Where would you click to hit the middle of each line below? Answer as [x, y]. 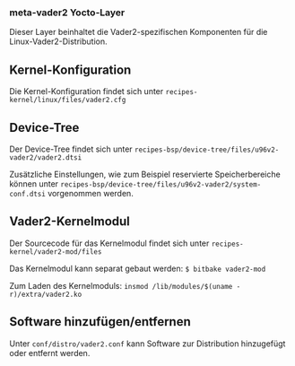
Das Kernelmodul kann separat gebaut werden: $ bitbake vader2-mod [138, 268]
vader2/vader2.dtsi [46, 157]
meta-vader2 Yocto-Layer [67, 13]
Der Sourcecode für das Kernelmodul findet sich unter [109, 243]
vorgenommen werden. [91, 193]
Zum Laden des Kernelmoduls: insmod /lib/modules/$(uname [121, 285]
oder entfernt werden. [50, 353]
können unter [34, 183]
